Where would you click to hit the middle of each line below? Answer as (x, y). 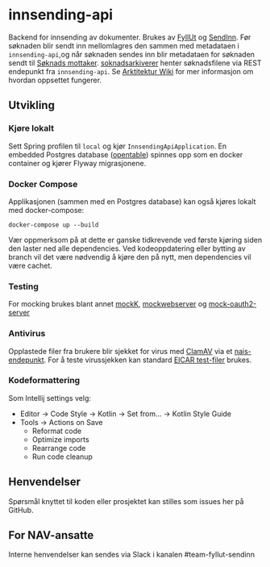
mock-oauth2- (233, 304)
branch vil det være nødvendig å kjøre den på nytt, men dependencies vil (130, 256)
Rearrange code (59, 448)
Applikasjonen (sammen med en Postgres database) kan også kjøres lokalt (132, 201)
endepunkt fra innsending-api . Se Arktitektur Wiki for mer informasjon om (131, 71)
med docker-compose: (46, 210)
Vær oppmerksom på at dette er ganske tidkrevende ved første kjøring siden (135, 240)
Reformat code (57, 431)
